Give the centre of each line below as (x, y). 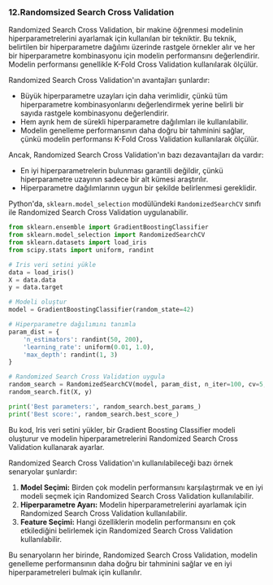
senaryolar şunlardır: (43, 471)
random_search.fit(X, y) (50, 392)
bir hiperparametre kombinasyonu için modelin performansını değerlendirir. (134, 56)
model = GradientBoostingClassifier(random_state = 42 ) (102, 310)
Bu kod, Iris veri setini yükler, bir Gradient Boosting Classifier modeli (122, 430)
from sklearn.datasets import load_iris (78, 242)
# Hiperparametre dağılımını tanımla (72, 325)
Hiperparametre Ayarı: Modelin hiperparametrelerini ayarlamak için (133, 504)
